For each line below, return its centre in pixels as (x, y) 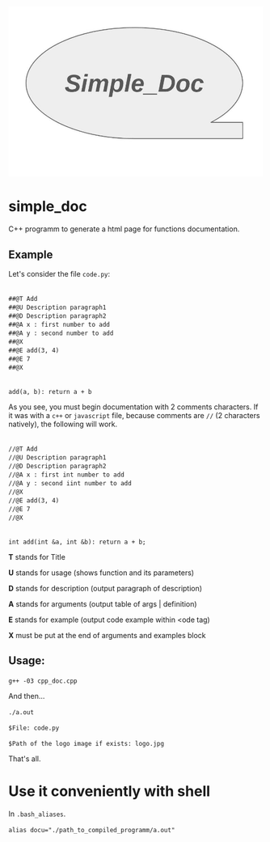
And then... (27, 696)
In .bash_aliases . (37, 814)
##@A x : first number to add (59, 324)
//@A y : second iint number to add (70, 483)
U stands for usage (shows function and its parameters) (101, 573)
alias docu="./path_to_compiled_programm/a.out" (92, 830)
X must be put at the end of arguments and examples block (107, 635)
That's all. (25, 759)
